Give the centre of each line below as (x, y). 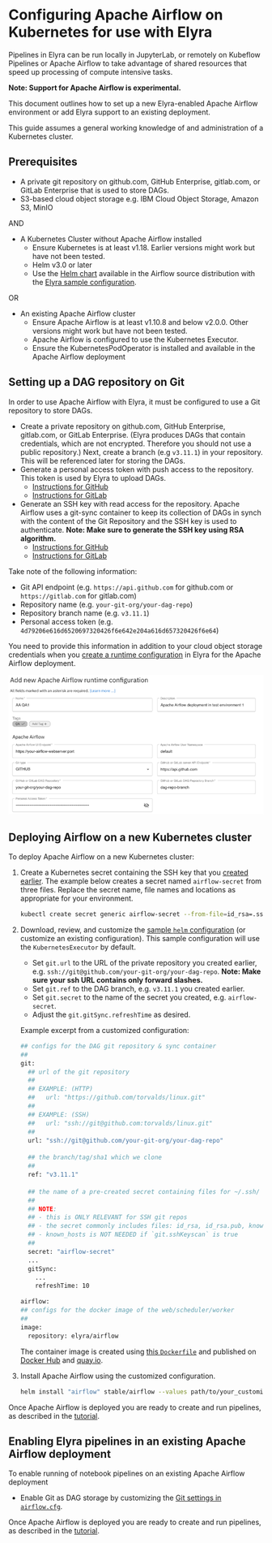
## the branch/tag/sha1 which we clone (95, 1158)
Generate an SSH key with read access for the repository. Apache (130, 504)
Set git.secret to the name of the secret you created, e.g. (129, 997)
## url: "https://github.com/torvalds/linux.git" (117, 1098)
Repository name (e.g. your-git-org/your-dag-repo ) (106, 604)
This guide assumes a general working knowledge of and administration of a (136, 128)
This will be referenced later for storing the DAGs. (103, 460)
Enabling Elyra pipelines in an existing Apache (127, 1441)
